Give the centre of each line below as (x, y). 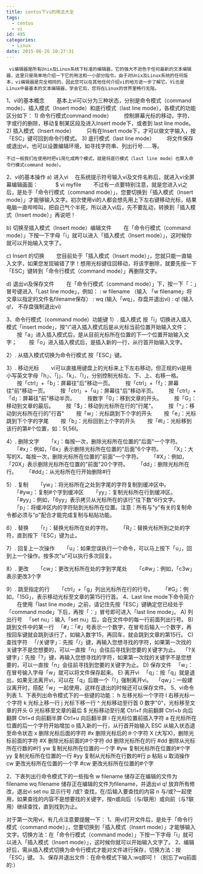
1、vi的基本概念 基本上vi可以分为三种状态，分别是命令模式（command (99, 100)
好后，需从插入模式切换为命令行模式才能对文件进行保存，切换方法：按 (94, 850)
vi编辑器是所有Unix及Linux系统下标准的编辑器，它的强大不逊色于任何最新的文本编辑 (100, 69)
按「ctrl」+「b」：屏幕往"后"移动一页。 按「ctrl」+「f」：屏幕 (98, 383)
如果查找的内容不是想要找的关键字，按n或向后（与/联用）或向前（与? (103, 799)
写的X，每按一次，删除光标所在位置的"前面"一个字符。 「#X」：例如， (97, 456)
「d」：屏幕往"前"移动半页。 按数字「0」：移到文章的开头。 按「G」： (101, 398)
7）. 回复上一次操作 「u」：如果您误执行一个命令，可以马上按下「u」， (97, 548)
